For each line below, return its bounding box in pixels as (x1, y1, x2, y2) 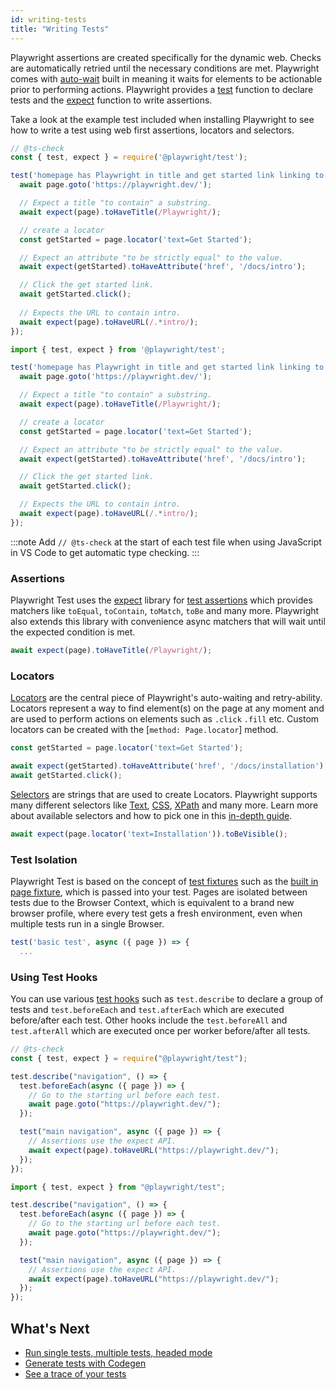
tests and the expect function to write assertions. (10, 94, 213, 106)
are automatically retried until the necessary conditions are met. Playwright (10, 62, 320, 74)
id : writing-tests (10, 14, 87, 25)
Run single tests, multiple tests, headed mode (24, 1347, 213, 1358)
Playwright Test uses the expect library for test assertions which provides (10, 594, 313, 606)
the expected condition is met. (10, 626, 136, 638)
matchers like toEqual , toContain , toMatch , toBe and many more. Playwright (10, 605, 320, 617)
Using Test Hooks (10, 970, 98, 984)
